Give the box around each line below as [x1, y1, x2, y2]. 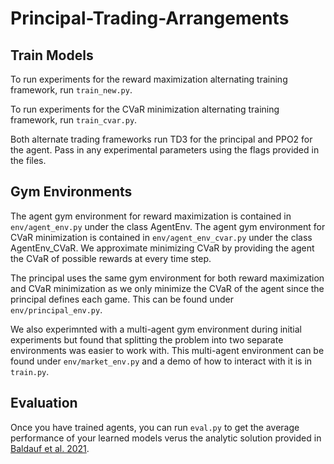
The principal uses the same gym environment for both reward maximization [10, 272, 325, 284]
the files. [10, 155, 47, 166]
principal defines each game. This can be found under [10, 293, 234, 305]
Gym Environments [10, 183, 133, 201]
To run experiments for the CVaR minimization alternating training [10, 103, 280, 115]
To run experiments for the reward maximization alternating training [10, 73, 288, 85]
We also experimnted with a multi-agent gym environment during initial [10, 323, 302, 335]
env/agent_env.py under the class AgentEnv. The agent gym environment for [10, 220, 326, 232]
